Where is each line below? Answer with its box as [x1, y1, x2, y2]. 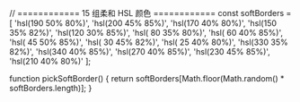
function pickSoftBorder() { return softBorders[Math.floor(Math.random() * [9, 73, 285, 83]
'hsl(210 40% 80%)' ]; [9, 56, 92, 66]
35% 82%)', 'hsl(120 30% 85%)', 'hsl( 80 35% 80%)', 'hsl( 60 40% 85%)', [9, 28, 284, 38]
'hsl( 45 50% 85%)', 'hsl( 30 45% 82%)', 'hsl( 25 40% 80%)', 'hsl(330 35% [9, 37, 289, 47]
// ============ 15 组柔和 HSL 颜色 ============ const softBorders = [9, 8, 292, 18]
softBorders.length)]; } [9, 83, 93, 93]
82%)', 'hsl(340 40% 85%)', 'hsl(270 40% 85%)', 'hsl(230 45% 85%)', [9, 47, 271, 56]
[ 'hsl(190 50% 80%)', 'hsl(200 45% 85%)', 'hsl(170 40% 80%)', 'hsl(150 [9, 18, 277, 29]
